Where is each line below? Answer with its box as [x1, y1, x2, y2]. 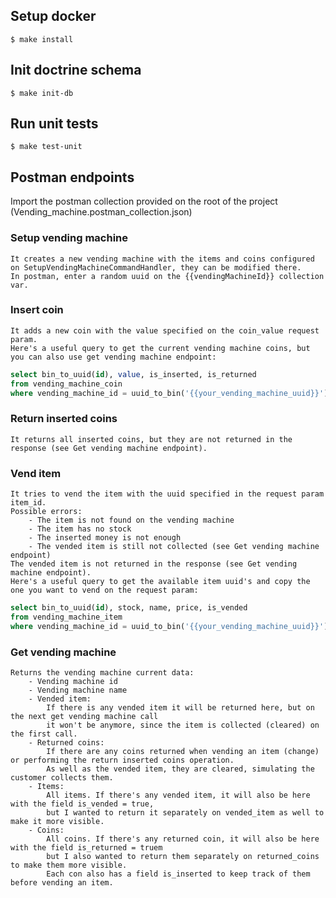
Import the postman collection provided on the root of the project [10, 195, 278, 208]
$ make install [10, 34, 74, 44]
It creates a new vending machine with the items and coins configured [10, 254, 315, 264]
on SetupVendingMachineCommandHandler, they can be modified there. [10, 262, 302, 273]
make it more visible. [10, 816, 105, 826]
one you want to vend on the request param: [10, 585, 199, 596]
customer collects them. [10, 772, 114, 783]
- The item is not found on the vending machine [28, 515, 235, 526]
